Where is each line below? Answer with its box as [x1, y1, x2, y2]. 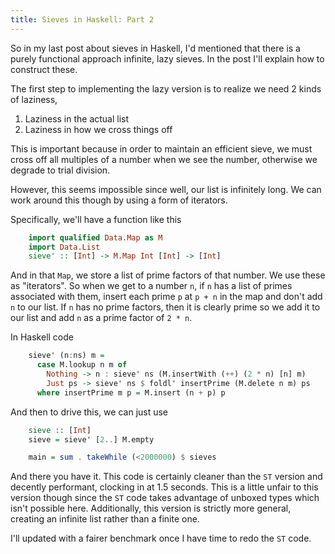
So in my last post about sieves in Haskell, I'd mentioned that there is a [10, 42, 301, 54]
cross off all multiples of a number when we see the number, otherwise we [10, 153, 318, 165]
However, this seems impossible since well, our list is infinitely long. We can [10, 183, 322, 195]
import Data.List [28, 242, 101, 252]
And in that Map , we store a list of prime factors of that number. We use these [10, 269, 326, 281]
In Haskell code [10, 331, 75, 343]
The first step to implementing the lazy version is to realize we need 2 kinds [10, 82, 322, 95]
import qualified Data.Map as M [28, 232, 163, 243]
